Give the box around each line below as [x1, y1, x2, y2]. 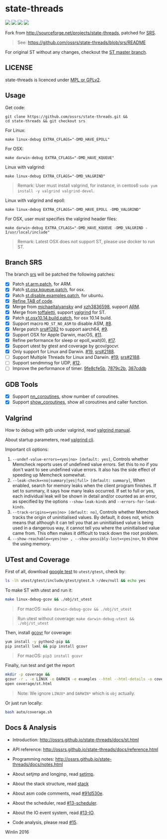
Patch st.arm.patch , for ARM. [12, 281, 72, 287]
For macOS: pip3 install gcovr [17, 653, 83, 659]
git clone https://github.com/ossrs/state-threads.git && [5, 114, 128, 119]
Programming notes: [12, 756, 55, 762]
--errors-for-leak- [117, 500, 158, 504]
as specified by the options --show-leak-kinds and [12, 499, 116, 504]
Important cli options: [5, 447, 49, 453]
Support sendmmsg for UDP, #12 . [12, 360, 81, 366]
